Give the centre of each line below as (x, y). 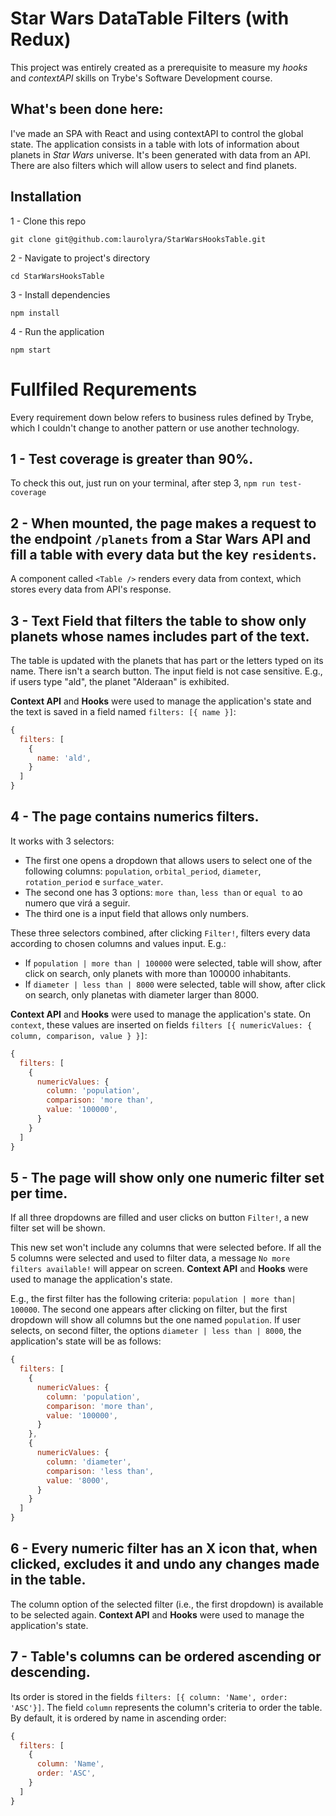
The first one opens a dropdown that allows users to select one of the (168, 860)
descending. (50, 1672)
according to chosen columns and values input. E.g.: (118, 943)
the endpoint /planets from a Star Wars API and (161, 538)
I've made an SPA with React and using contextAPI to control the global (157, 133)
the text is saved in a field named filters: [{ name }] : (123, 711)
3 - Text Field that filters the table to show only (158, 620)
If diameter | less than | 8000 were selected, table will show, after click (175, 984)
